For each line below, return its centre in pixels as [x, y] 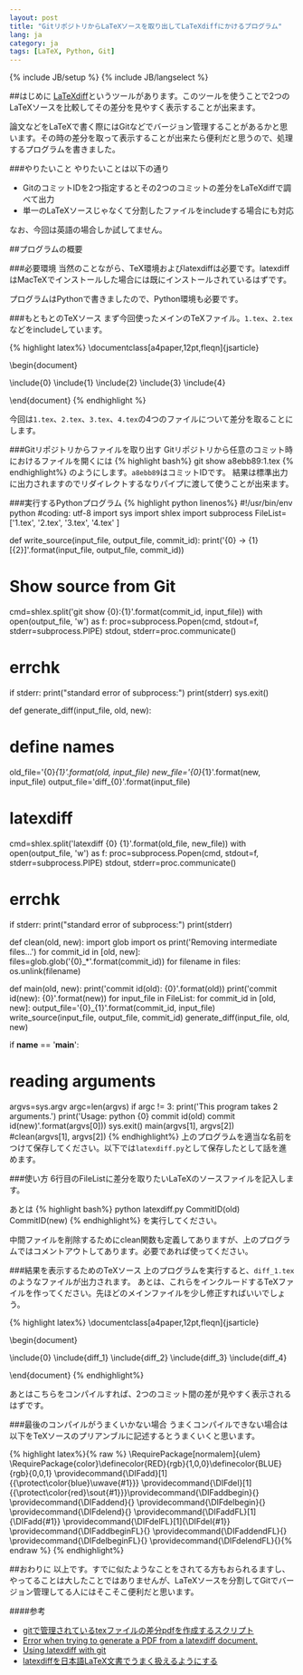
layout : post [34, 18]
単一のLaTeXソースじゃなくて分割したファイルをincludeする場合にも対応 [158, 210]
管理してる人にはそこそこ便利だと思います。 [116, 1592]
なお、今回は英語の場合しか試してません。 [88, 230]
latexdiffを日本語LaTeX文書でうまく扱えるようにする [120, 1660]
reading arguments [83, 1081]
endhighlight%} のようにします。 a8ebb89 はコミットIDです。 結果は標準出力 [149, 472]
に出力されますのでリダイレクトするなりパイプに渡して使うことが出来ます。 [151, 484]
